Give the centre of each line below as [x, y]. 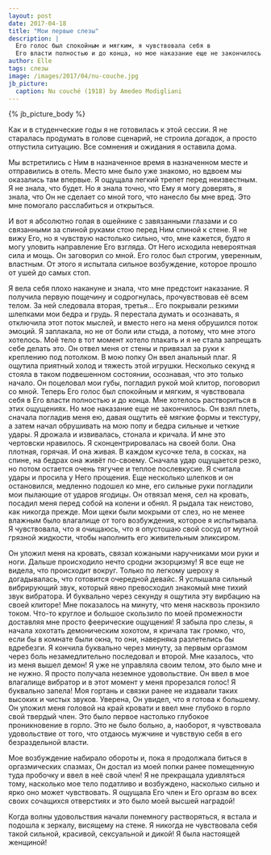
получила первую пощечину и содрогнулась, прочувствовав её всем [128, 297]
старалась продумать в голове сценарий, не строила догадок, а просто [133, 138]
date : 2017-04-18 [38, 23]
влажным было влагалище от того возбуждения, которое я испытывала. [133, 521]
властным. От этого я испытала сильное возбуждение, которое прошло [133, 265]
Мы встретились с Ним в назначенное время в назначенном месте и [128, 163]
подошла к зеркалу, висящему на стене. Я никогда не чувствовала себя [133, 825]
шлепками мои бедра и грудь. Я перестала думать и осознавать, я [124, 314]
